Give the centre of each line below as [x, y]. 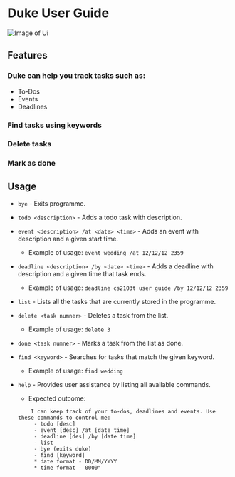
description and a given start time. [68, 239]
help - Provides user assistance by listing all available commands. [114, 385]
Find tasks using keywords [54, 125]
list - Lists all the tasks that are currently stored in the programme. [116, 302]
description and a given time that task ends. [82, 274]
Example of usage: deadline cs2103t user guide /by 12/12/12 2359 [128, 288]
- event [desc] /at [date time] [82, 431]
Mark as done [31, 164]
